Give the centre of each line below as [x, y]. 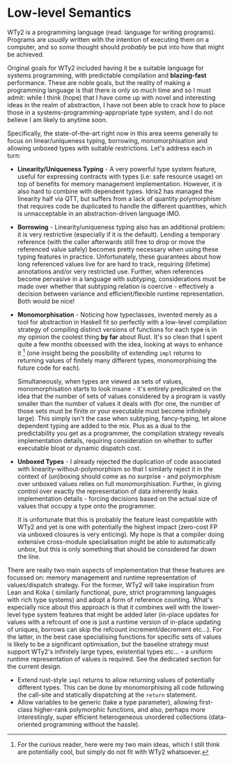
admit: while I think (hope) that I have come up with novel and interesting [111, 97]
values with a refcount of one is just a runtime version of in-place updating [114, 621]
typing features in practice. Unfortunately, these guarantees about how [119, 257]
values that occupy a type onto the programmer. [87, 506]
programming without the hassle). [92, 724]
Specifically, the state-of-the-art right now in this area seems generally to [112, 133]
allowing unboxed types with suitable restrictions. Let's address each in [110, 148]
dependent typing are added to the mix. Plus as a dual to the [104, 425]
